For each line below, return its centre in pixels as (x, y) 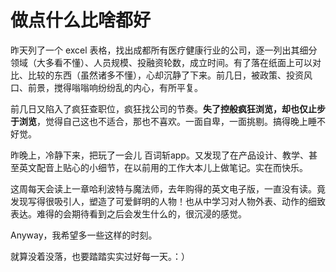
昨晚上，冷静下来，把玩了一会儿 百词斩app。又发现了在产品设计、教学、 (159, 155)
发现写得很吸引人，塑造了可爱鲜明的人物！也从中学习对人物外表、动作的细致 (168, 201)
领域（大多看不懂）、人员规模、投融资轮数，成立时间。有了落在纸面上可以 (161, 62)
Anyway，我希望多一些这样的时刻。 (84, 235)
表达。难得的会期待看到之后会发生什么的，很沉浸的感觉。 (128, 213)
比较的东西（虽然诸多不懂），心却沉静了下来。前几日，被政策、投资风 (170, 75)
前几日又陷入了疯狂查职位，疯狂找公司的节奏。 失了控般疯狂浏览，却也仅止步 (168, 108)
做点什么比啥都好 (81, 20)
